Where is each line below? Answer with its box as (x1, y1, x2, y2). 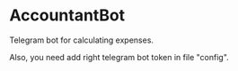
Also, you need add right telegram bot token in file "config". (9, 51, 229, 62)
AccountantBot (9, 5, 126, 26)
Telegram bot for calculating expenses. (9, 35, 154, 45)
